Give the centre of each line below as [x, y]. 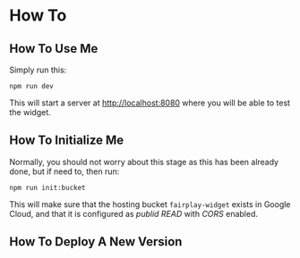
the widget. [30, 112]
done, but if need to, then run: [64, 171]
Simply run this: [38, 70]
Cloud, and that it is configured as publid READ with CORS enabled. [133, 213]
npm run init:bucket [48, 187]
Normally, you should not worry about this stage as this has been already [144, 162]
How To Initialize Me [67, 141]
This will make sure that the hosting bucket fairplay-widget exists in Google [150, 204]
